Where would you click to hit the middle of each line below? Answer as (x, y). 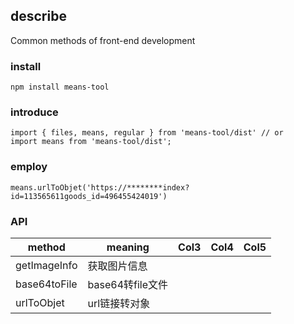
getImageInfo (46, 265)
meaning (128, 247)
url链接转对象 (119, 303)
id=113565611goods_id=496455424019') (89, 196)
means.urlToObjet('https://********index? (100, 187)
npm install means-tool (60, 87)
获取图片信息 (117, 266)
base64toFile (46, 284)
